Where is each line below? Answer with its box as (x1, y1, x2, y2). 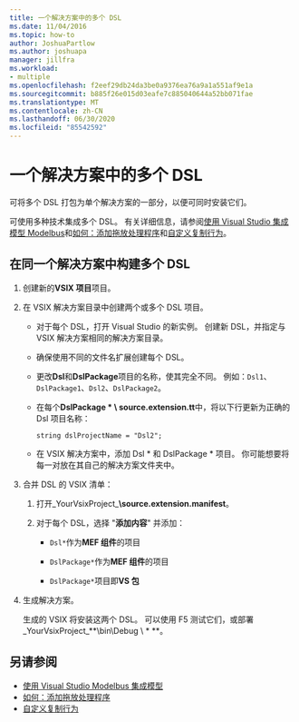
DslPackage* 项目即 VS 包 (49, 575, 140, 586)
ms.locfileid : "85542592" (9, 124, 107, 133)
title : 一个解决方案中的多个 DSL (9, 13, 122, 23)
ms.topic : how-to (9, 30, 75, 39)
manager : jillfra (9, 55, 75, 64)
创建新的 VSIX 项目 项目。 (22, 282, 116, 293)
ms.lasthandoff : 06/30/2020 (9, 114, 116, 124)
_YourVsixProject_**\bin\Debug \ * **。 (22, 625, 169, 636)
